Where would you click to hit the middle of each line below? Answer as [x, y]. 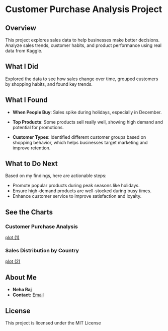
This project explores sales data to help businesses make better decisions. [82, 40]
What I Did [22, 67]
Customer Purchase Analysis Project [84, 9]
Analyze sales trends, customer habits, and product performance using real [83, 45]
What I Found [26, 100]
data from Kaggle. [24, 51]
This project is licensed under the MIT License [53, 323]
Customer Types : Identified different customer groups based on [79, 137]
